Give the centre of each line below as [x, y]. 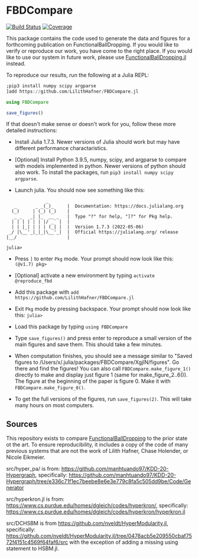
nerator [15, 488]
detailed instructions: [32, 131]
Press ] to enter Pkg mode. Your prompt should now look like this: [94, 259]
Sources [22, 424]
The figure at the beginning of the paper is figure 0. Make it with [92, 381]
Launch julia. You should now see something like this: [79, 190]
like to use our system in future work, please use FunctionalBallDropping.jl [96, 57]
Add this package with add [47, 292]
